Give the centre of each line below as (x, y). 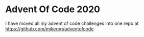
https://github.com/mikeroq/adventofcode (50, 28)
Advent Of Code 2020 (53, 9)
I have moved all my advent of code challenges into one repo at (72, 23)
